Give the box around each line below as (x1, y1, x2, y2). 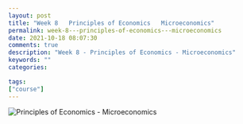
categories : (8, 64, 48, 72)
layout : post (8, 11, 52, 20)
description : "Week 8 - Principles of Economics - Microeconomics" (8, 48, 237, 56)
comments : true (8, 41, 59, 49)
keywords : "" (8, 56, 52, 64)
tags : (8, 77, 26, 86)
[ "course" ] (8, 85, 44, 93)
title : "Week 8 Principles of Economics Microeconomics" (8, 19, 215, 27)
